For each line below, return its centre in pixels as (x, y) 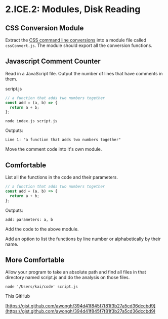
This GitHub (18, 296)
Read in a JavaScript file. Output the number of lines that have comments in (84, 73)
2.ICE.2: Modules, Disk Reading (73, 9)
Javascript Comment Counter (53, 61)
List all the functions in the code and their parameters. (61, 177)
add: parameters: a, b (29, 219)
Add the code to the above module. (42, 229)
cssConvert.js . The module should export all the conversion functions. (79, 45)
